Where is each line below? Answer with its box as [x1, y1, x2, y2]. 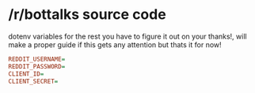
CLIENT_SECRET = [8, 77, 59, 85]
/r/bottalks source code [8, 6, 166, 24]
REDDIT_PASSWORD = [8, 62, 66, 70]
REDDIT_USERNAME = [8, 55, 66, 63]
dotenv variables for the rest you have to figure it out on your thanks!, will [8, 32, 247, 41]
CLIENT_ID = [8, 69, 44, 78]
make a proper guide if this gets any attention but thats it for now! [8, 39, 222, 49]
